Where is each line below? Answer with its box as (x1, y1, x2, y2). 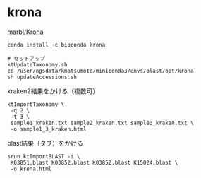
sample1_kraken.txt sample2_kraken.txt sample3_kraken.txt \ (10, 119, 194, 126)
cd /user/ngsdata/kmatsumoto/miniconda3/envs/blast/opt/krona (7, 67, 194, 74)
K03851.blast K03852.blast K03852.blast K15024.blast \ (10, 159, 178, 166)
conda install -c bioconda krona (7, 41, 106, 48)
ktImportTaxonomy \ (7, 100, 65, 108)
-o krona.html (10, 165, 52, 172)
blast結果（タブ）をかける (7, 138, 83, 147)
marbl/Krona (7, 28, 44, 36)
